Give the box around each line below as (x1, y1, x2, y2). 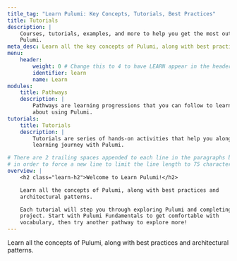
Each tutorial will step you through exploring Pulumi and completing (20, 206, 232, 213)
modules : (7, 83, 33, 90)
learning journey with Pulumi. (32, 142, 125, 149)
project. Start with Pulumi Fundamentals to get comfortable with (20, 212, 219, 219)
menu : (7, 50, 23, 57)
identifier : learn (32, 69, 87, 76)
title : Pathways (20, 89, 68, 96)
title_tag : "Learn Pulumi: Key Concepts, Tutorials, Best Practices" (7, 10, 217, 18)
